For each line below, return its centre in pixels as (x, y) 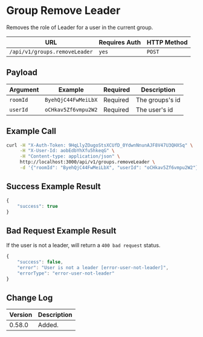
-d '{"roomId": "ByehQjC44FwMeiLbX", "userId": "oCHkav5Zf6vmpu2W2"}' (110, 168)
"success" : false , (40, 262)
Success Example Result (53, 186)
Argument (24, 90)
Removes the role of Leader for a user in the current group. (80, 27)
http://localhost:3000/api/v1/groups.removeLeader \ (87, 162)
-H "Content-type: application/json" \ (70, 156)
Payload (22, 72)
